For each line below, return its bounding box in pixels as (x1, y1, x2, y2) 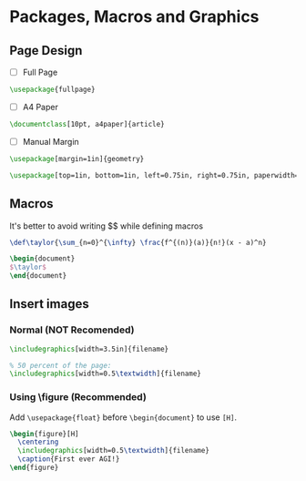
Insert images (9, 296, 89, 312)
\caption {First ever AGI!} (17, 455, 120, 464)
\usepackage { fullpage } (9, 85, 96, 95)
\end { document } (9, 271, 67, 281)
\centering (17, 437, 59, 447)
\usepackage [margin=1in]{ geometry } (9, 154, 145, 163)
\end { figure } (9, 463, 59, 473)
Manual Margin (22, 136, 79, 147)
